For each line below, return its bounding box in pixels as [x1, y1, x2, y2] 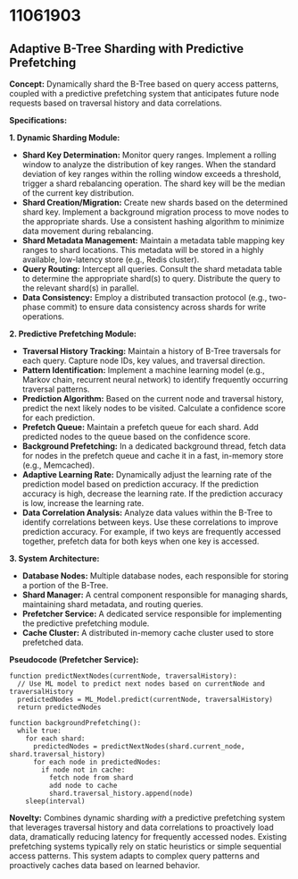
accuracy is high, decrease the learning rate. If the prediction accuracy [21, 488, 284, 499]
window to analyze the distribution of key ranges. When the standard [21, 159, 277, 170]
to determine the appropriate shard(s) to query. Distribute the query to [21, 274, 281, 283]
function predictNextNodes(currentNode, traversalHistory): [9, 672, 238, 680]
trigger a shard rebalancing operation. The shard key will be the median [21, 178, 286, 189]
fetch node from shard [48, 773, 134, 782]
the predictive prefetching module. [21, 618, 150, 629]
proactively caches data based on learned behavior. [9, 860, 201, 870]
